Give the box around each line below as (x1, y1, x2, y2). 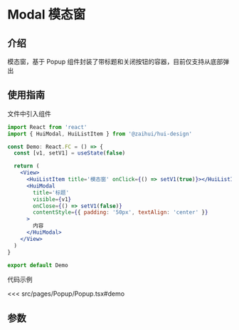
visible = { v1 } (33, 195, 72, 203)
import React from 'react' (7, 123, 87, 130)
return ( (14, 163, 40, 170)
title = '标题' (33, 189, 70, 196)
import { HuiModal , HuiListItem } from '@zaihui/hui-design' (7, 130, 193, 138)
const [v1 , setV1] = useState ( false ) (14, 150, 126, 157)
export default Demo (7, 262, 69, 269)
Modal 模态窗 (7, 6, 86, 23)
